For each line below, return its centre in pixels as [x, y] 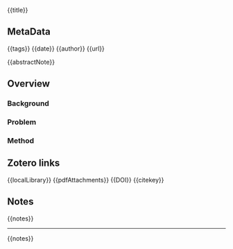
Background [28, 103]
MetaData [29, 32]
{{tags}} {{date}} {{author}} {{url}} [56, 49]
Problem [22, 122]
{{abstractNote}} [31, 62]
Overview [29, 84]
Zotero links [34, 163]
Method [21, 140]
